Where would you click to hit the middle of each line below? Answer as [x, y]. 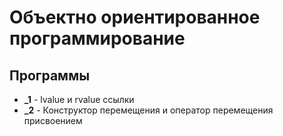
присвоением [53, 120]
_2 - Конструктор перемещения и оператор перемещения [148, 110]
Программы [50, 75]
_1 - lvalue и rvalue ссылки [79, 99]
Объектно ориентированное [135, 17]
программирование [97, 38]
